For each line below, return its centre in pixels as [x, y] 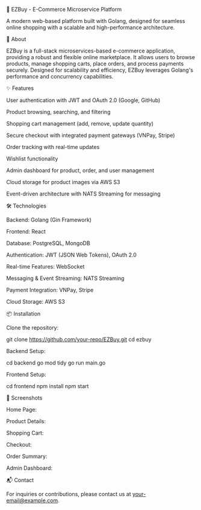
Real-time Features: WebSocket [45, 266]
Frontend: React [26, 231]
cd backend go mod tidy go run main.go [56, 363]
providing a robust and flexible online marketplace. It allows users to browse [101, 57]
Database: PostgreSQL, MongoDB [48, 243]
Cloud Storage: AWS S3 [36, 301]
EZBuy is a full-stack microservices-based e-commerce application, [91, 51]
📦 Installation [23, 314]
